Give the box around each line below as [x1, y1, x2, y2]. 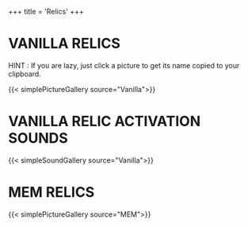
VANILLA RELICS [8, 35, 121, 52]
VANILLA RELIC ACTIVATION [8, 113, 200, 130]
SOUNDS [8, 129, 69, 148]
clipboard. [8, 69, 41, 79]
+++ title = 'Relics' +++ [8, 7, 85, 16]
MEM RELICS [8, 183, 95, 202]
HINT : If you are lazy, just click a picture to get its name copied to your [8, 60, 240, 70]
